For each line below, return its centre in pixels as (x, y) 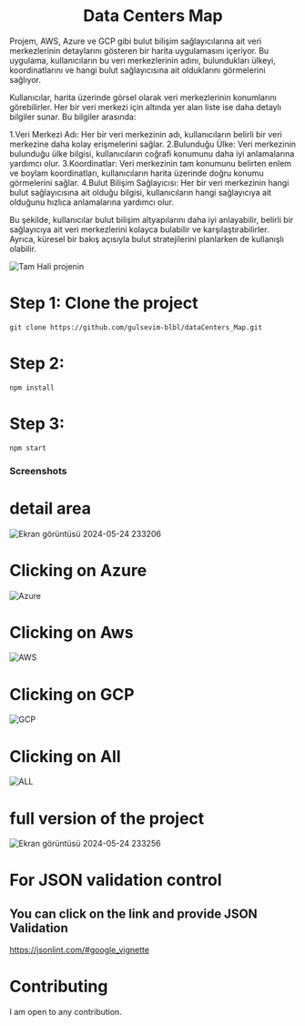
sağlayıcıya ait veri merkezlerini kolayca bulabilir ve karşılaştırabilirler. (139, 229)
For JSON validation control (116, 880)
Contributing (59, 986)
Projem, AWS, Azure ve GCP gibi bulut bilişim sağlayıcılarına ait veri (136, 41)
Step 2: (37, 364)
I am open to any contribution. (66, 1012)
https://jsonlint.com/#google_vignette (80, 950)
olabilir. (23, 249)
